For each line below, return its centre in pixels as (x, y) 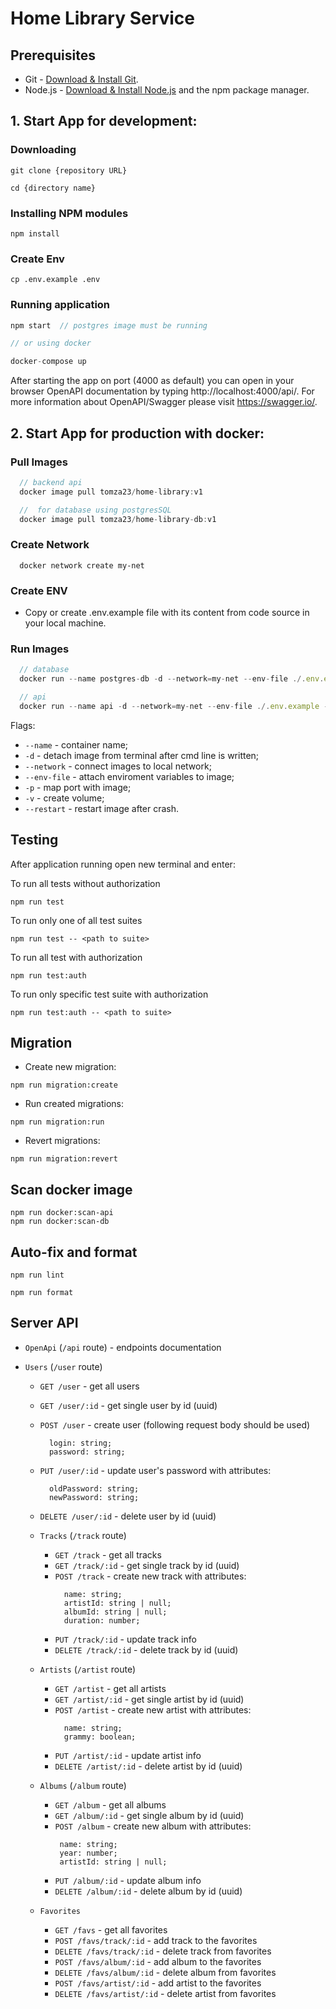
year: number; (88, 1853)
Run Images (40, 649)
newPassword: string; (94, 1497)
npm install (35, 233)
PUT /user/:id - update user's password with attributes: (155, 1470)
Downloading (43, 150)
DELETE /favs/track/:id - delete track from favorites (163, 1951)
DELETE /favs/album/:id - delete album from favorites (165, 1972)
